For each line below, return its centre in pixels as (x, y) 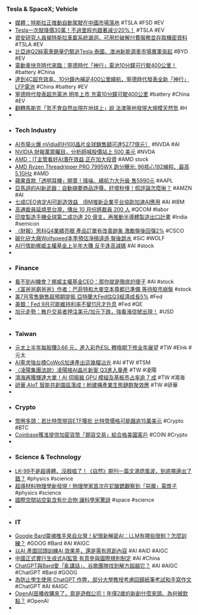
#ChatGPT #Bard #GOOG (46, 572)
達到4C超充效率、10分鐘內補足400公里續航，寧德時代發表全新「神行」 (102, 79)
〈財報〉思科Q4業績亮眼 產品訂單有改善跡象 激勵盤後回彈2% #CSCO (99, 231)
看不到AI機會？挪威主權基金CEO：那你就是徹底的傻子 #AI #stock (94, 281)
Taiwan (26, 334)
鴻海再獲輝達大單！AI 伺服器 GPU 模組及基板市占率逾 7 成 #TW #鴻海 (100, 378)
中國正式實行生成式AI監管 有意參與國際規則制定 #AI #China (87, 558)
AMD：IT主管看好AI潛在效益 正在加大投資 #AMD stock (82, 159)
